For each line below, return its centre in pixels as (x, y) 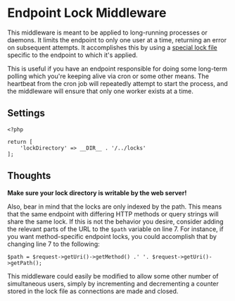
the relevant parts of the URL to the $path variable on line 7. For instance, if (115, 229)
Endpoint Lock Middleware (87, 13)
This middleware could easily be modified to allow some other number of (113, 276)
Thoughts (29, 176)
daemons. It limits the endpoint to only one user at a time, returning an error (117, 39)
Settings (26, 113)
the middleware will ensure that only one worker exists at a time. (100, 91)
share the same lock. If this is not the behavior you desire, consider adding (115, 221)
